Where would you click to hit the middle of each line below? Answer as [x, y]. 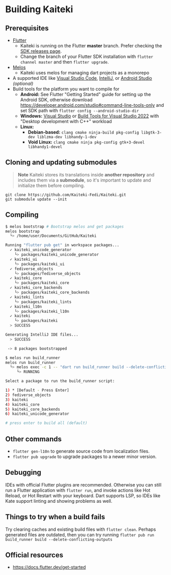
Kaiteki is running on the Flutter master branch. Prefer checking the [91, 46]
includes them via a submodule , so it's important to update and [84, 180]
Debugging [23, 473]
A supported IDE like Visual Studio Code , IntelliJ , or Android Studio [82, 78]
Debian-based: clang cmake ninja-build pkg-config [83, 132]
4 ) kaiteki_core [22, 404]
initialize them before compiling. [51, 185]
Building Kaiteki [39, 9]
